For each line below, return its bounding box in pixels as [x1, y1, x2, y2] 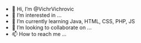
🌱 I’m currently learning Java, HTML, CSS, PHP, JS [11, 18, 135, 24]
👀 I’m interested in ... [11, 12, 62, 19]
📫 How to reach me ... [11, 31, 67, 37]
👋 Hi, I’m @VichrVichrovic [11, 6, 74, 12]
